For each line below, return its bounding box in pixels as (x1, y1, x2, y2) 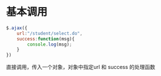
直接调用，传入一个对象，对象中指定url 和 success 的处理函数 (6, 64, 156, 71)
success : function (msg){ (16, 36, 75, 42)
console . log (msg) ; (27, 42, 72, 47)
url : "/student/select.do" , (16, 30, 83, 36)
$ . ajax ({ (6, 25, 28, 31)
